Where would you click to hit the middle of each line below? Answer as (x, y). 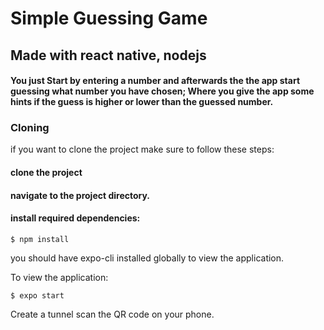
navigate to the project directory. (80, 195)
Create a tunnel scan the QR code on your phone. (112, 314)
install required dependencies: (75, 218)
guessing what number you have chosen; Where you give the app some (162, 91)
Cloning (30, 128)
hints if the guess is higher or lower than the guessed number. (142, 102)
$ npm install (40, 239)
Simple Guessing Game (109, 18)
